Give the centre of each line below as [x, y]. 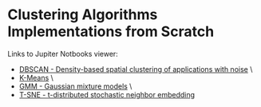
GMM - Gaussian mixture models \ [75, 86]
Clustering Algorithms [83, 15]
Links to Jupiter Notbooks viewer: [63, 53]
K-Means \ [36, 77]
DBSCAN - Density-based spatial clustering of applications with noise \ [136, 69]
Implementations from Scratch [111, 32]
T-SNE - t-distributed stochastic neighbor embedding [107, 94]
